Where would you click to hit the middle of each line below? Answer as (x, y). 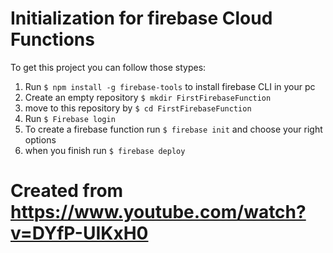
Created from (67, 191)
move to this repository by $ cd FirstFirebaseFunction (138, 108)
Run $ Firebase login (70, 118)
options (40, 139)
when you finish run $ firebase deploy (105, 150)
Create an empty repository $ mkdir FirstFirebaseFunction (148, 97)
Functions (52, 39)
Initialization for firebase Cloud (141, 18)
